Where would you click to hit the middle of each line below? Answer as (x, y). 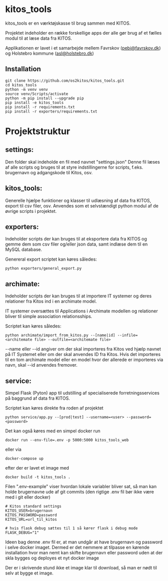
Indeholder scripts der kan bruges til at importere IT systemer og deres (78, 296)
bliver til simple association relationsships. (49, 316)
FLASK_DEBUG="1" (22, 533)
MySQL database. (24, 250)
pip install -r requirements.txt (40, 107)
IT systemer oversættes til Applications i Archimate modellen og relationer (81, 311)
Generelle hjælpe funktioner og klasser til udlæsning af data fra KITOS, (78, 200)
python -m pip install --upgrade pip (45, 98)
